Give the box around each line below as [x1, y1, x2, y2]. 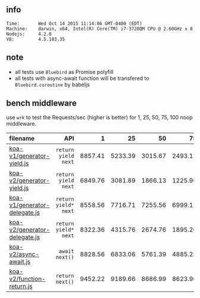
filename [9, 134, 35, 142]
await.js [9, 257, 31, 266]
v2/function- [9, 275, 46, 283]
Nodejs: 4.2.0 [6, 31, 52, 37]
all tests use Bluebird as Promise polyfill [14, 68, 114, 75]
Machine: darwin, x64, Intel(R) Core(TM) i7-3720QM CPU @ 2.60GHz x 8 [6, 26, 193, 32]
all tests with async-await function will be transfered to [14, 74, 150, 82]
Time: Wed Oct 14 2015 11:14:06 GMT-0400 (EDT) [6, 20, 143, 26]
